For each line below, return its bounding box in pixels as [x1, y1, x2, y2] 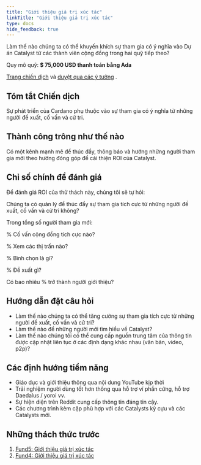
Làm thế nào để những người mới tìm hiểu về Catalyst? [15, 325, 153, 332]
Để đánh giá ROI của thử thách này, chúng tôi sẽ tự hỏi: [6, 188, 145, 196]
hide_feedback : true [6, 26, 59, 33]
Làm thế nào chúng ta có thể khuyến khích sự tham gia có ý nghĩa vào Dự [6, 43, 192, 50]
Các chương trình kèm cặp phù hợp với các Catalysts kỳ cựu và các [15, 405, 186, 412]
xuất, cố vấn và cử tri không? [6, 207, 79, 214]
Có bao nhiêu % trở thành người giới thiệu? [6, 278, 114, 285]
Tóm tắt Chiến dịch [6, 91, 80, 101]
